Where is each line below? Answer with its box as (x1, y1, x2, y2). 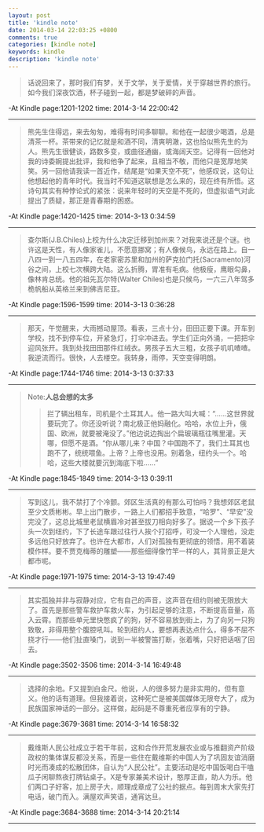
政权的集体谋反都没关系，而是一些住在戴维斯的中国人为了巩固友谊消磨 (27, 752, 255, 762)
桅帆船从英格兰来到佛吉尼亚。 (27, 284, 124, 293)
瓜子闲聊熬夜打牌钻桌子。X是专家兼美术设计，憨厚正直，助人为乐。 (27, 772, 246, 782)
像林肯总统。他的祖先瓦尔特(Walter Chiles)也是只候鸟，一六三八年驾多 (27, 274, 255, 284)
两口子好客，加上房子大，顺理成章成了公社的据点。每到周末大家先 (34, 782, 248, 791)
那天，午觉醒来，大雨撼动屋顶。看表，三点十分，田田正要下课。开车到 (27, 323, 255, 332)
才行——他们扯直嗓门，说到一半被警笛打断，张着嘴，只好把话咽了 (34, 634, 248, 644)
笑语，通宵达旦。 (109, 791, 166, 801)
